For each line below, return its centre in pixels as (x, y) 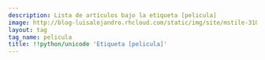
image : (19, 23)
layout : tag (28, 30)
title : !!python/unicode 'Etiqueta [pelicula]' (88, 44)
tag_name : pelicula (40, 37)
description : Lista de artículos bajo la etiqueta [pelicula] (112, 15)
